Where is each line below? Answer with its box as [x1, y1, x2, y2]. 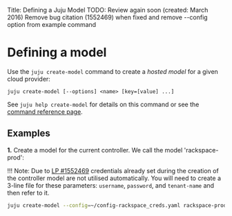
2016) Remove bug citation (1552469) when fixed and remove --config [7, 13, 209, 21]
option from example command [7, 21, 97, 28]
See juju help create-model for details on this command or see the [7, 100, 200, 108]
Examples [7, 128, 50, 139]
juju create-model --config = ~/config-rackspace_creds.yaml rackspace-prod [7, 202, 227, 209]
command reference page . [7, 107, 83, 116]
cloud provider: [7, 75, 50, 83]
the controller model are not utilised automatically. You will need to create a [7, 174, 222, 182]
